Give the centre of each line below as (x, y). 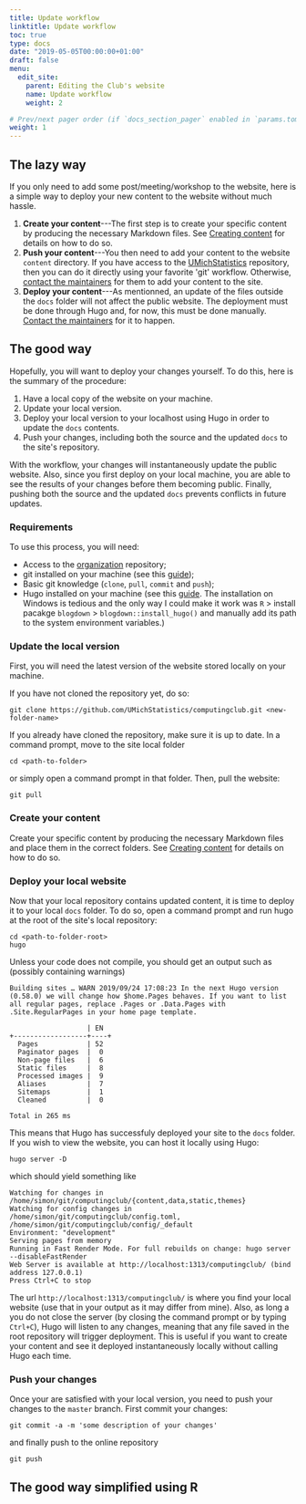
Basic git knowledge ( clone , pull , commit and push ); (118, 584)
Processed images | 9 (61, 1076)
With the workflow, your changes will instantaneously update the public (143, 464)
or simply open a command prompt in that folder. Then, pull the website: (145, 778)
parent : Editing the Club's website (96, 86)
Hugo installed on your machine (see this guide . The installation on (148, 594)
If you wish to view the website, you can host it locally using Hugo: (134, 1142)
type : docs (30, 43)
